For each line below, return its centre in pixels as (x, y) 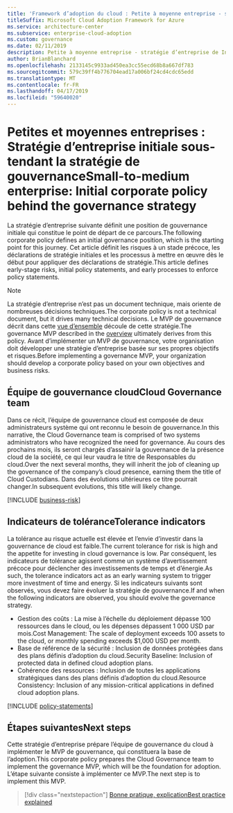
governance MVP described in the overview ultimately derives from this (110, 333)
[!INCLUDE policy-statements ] (50, 706)
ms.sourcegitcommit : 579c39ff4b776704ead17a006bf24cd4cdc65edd (101, 72)
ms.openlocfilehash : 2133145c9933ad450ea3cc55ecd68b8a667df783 (101, 65)
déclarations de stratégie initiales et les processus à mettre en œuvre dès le (115, 255)
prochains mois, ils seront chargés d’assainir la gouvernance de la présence (115, 449)
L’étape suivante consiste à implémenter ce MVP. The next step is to (104, 774)
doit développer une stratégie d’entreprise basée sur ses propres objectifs (113, 348)
